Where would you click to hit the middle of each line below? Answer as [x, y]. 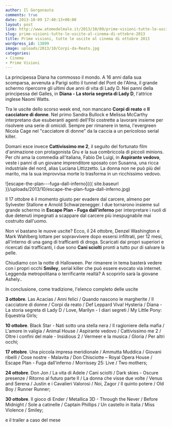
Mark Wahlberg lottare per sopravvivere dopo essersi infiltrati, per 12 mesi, [84, 237]
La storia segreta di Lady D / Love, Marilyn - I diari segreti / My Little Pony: [84, 310]
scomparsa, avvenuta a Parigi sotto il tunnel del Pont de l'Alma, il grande [81, 83]
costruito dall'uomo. [26, 221]
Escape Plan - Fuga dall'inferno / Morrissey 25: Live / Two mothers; [76, 363]
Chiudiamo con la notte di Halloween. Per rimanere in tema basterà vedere [84, 263]
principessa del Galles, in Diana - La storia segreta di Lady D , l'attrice [79, 94]
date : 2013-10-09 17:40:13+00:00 [41, 20]
